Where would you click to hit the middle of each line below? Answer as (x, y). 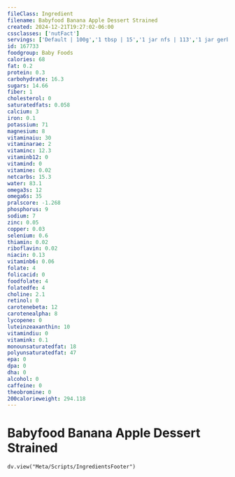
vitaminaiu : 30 (29, 137)
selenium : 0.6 (28, 236)
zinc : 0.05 (23, 222)
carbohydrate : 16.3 (36, 79)
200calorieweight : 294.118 (47, 398)
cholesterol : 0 (29, 99)
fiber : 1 (20, 92)
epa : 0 (17, 360)
